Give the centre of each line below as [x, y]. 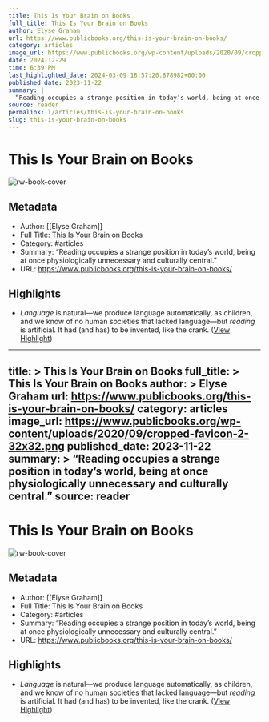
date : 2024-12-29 [37, 61]
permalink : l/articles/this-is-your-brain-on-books [96, 113]
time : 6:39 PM [32, 68]
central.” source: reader [69, 496]
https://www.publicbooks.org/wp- [153, 421]
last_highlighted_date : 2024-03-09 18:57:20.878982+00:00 [107, 75]
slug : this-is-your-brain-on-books [68, 120]
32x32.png [37, 446]
